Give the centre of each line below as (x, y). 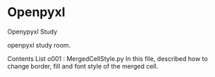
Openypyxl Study (32, 31)
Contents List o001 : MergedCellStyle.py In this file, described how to (107, 58)
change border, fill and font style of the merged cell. (83, 66)
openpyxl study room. (39, 45)
